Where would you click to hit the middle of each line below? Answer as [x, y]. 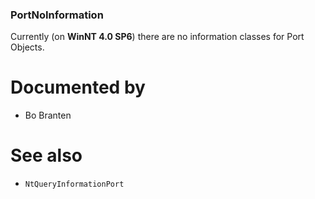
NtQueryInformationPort [74, 184]
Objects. [27, 47]
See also [46, 155]
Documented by [78, 87]
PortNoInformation [57, 15]
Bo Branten [48, 115]
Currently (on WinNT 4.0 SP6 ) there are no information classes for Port [157, 37]
